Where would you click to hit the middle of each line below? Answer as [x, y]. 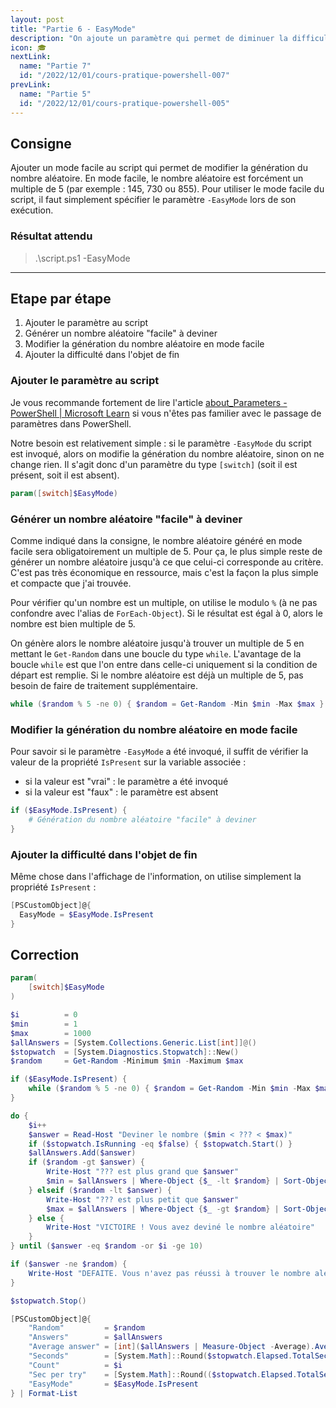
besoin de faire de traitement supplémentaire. [104, 685]
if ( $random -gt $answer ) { [86, 1162]
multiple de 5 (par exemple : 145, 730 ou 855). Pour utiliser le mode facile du [167, 189]
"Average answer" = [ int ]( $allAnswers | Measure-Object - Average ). [171, 1347]
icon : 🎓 [28, 47]
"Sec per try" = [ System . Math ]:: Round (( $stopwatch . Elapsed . [163, 1374]
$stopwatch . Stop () [48, 1301]
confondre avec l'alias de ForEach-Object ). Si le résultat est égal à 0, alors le [166, 613]
